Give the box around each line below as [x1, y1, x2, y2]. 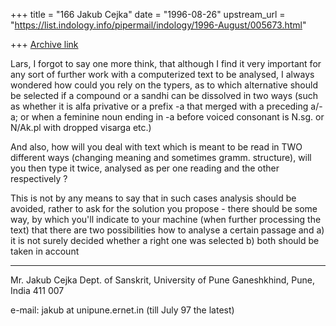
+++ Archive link [10, 39, 79, 50]
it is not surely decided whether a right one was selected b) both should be [10, 235, 320, 246]
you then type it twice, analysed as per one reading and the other [10, 162, 280, 174]
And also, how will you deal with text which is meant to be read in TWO [10, 141, 303, 153]
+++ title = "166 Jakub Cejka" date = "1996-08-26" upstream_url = [10, 9, 286, 20]
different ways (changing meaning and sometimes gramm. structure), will [10, 152, 312, 163]
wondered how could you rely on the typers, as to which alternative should [10, 79, 318, 91]
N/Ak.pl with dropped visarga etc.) [10, 122, 152, 133]
